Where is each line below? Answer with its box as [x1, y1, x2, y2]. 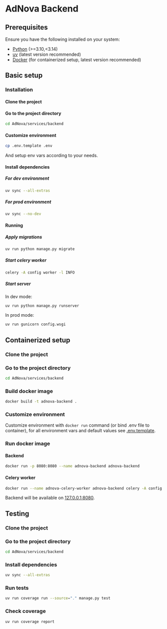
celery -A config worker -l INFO [5, 270, 75, 275]
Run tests [5, 584, 29, 591]
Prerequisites [5, 23, 48, 32]
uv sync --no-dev [5, 211, 41, 216]
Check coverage [5, 608, 46, 615]
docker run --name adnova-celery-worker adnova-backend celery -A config [5, 485, 162, 491]
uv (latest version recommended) [12, 51, 81, 57]
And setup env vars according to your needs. [5, 153, 98, 159]
